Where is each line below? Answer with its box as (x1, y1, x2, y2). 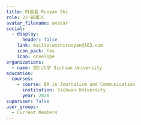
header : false (22, 37, 58, 43)
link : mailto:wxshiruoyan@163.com (17, 43, 103, 49)
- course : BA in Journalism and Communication (17, 82, 136, 88)
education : (6, 70, 34, 76)
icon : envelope (17, 53, 55, 59)
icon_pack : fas (17, 48, 55, 54)
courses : (11, 76, 34, 82)
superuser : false (6, 98, 50, 104)
